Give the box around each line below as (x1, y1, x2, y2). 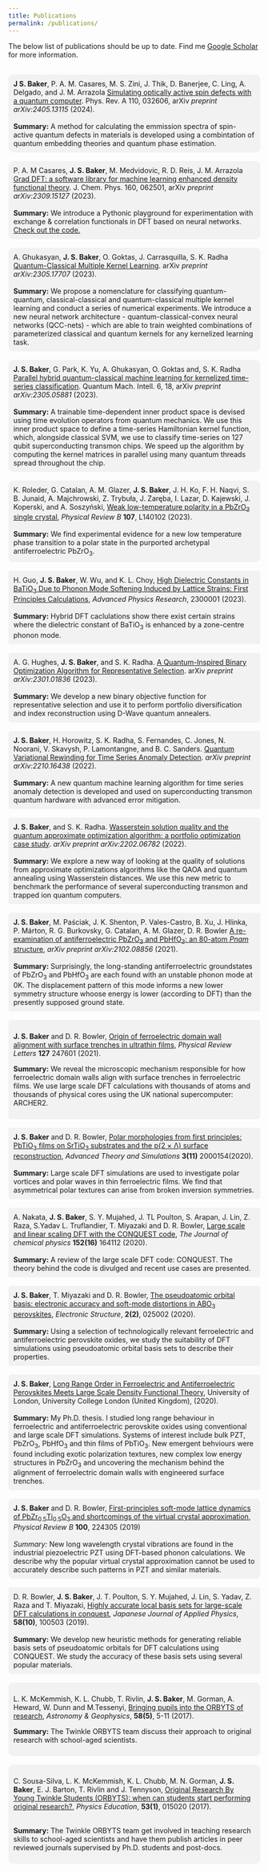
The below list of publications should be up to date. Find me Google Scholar (8, 41, 258, 50)
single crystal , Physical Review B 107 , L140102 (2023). (13, 512, 193, 522)
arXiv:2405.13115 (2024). (13, 104, 95, 114)
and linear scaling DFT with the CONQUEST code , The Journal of (13, 1229, 229, 1239)
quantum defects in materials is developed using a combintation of (34, 130, 254, 139)
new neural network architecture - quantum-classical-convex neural (13, 312, 238, 321)
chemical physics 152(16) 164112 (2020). (13, 1238, 148, 1248)
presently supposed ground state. (13, 998, 126, 1007)
